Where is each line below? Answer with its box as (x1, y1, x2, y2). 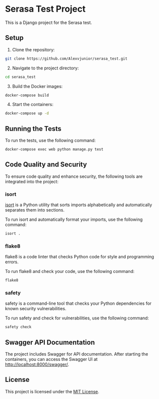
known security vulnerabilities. (5, 306, 67, 312)
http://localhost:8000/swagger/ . (5, 361, 69, 367)
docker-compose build (5, 93, 49, 98)
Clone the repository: (12, 46, 55, 52)
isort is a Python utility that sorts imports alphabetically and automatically (5, 202, 152, 208)
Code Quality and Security (5, 160, 87, 169)
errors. (5, 259, 19, 265)
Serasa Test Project (5, 3, 86, 15)
